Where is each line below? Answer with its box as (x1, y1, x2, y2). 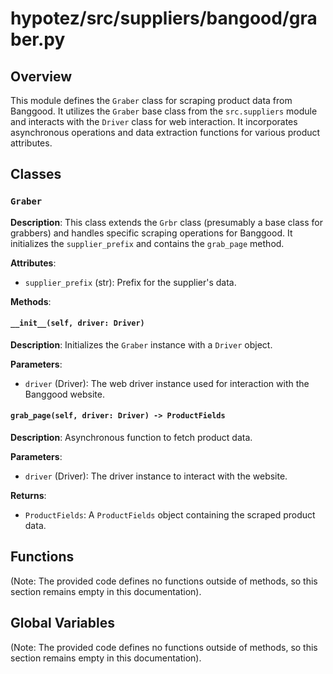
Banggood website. (24, 388, 105, 400)
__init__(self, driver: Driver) (10, 318, 145, 329)
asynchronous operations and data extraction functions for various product (10, 127, 321, 138)
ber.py (10, 28, 66, 51)
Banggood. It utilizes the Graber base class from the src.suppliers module (10, 105, 318, 117)
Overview (10, 68, 73, 85)
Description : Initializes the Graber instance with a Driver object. (10, 338, 273, 351)
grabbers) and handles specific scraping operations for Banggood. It (10, 227, 293, 239)
